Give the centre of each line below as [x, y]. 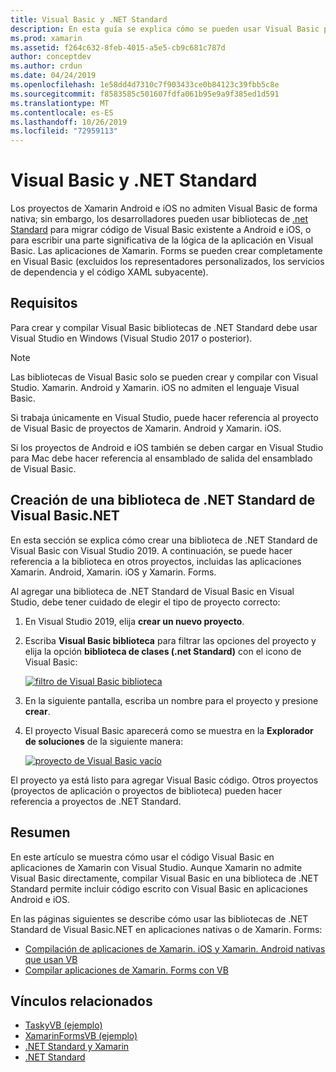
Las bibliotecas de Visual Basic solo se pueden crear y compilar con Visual [164, 377]
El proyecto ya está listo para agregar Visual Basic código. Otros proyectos [164, 780]
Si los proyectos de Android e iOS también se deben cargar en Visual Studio [167, 447]
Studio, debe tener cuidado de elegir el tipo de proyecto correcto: [145, 602]
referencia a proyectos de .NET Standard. [96, 801]
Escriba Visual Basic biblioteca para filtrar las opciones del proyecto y [170, 640]
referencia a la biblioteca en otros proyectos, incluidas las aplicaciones [156, 561]
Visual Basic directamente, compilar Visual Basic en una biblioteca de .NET [164, 878]
